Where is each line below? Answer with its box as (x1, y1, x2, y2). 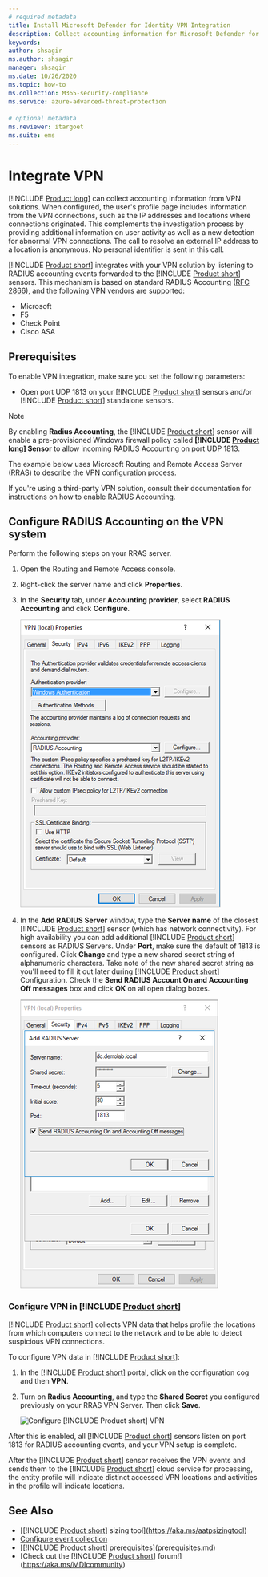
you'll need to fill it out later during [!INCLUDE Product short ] (19, 967, 220, 976)
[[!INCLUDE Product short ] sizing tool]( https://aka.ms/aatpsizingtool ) (19, 1525, 247, 1535)
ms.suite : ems (8, 132, 56, 140)
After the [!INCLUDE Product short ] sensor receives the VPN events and (8, 1455, 246, 1465)
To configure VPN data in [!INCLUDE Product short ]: (8, 1352, 180, 1361)
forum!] (157, 1551, 182, 1560)
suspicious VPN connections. (8, 1336, 106, 1346)
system (8, 528, 46, 541)
